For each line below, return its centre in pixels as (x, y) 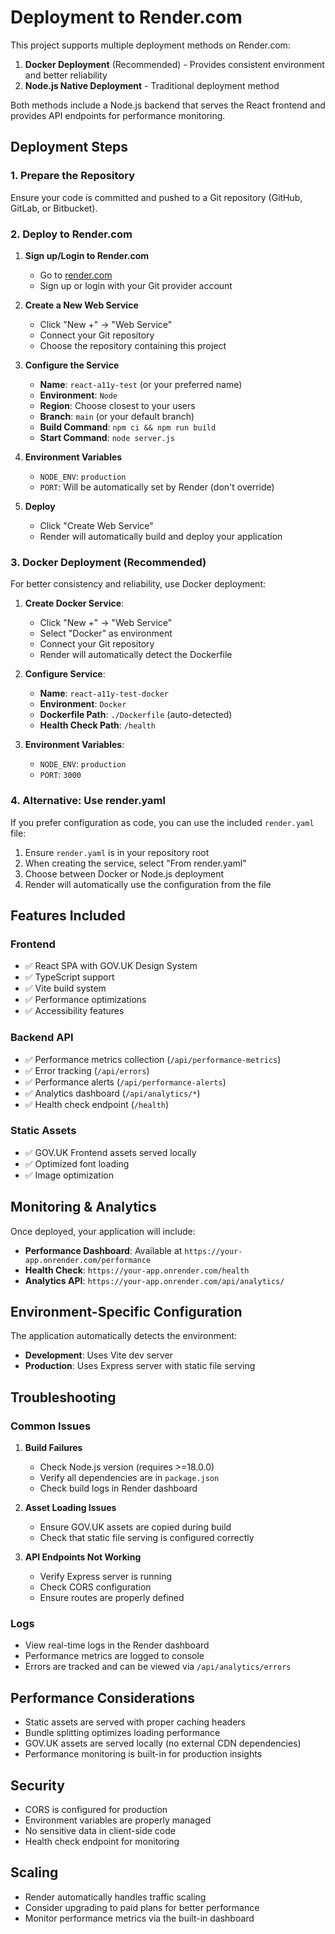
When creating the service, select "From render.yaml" (135, 863)
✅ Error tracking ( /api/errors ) (87, 1070)
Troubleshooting (63, 1397)
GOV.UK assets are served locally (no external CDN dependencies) (163, 1743)
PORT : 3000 (60, 775)
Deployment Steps (69, 147)
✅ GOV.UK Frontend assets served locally (110, 1152)
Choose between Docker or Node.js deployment (124, 873)
